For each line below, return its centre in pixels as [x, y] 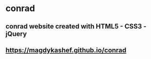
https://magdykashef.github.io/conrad [66, 50]
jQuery [16, 34]
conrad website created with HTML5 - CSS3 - [76, 26]
